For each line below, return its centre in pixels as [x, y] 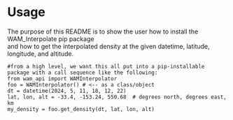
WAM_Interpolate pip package [51, 38]
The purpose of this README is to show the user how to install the [103, 31]
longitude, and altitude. [41, 54]
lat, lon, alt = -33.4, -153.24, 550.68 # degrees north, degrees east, [117, 97]
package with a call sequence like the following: [83, 73]
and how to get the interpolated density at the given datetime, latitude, [108, 46]
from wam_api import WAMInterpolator [62, 78]
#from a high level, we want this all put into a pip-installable [106, 66]
